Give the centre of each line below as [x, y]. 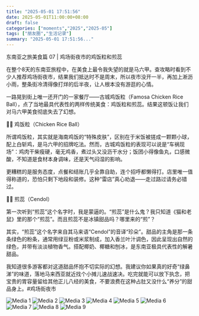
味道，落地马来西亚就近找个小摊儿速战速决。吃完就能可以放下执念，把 [105, 274]
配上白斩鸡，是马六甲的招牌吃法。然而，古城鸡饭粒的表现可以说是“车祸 [93, 144]
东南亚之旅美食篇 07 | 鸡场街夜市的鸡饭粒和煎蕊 [64, 57]
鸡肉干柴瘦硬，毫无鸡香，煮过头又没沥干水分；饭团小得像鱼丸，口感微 [105, 151]
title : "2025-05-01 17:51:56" [44, 12]
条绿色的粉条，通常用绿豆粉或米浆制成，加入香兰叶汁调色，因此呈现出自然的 [99, 239]
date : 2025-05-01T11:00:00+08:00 [47, 17]
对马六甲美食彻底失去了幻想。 [42, 111]
